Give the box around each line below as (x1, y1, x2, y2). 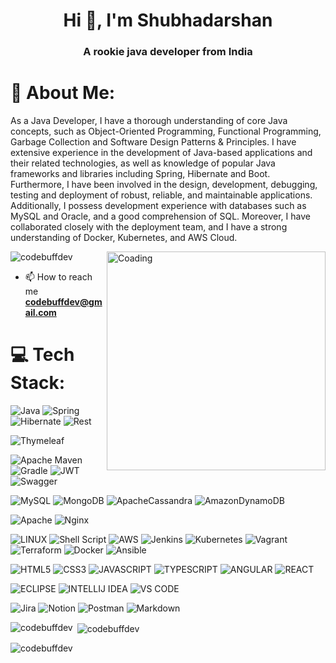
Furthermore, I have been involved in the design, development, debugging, (10, 179, 318, 191)
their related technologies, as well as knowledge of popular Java (10, 157, 276, 169)
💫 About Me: (10, 82, 116, 104)
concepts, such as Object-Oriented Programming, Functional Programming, (10, 125, 322, 138)
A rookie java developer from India (83, 45, 253, 59)
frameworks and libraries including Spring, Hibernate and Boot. (10, 168, 271, 180)
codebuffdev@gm (24, 296, 103, 308)
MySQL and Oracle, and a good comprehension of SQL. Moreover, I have (10, 210, 311, 223)
